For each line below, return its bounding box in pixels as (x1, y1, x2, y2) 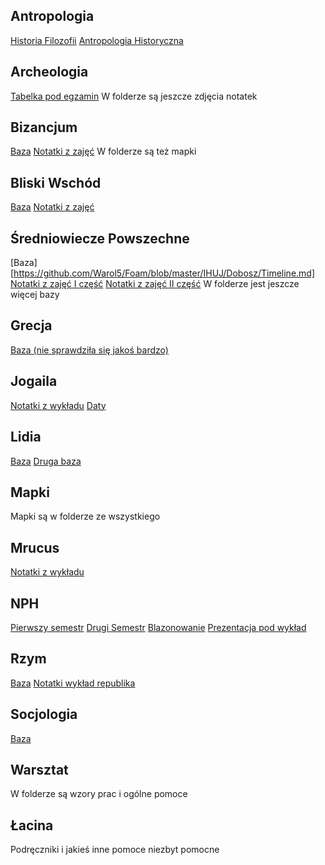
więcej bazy (10, 289, 60, 301)
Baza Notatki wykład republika (10, 677, 136, 689)
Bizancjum (10, 119, 78, 136)
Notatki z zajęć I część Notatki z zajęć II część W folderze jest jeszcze (10, 278, 300, 290)
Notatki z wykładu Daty (10, 399, 107, 411)
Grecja (10, 317, 53, 334)
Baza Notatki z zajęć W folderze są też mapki (10, 145, 197, 158)
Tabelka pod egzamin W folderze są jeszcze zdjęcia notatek (10, 90, 258, 102)
